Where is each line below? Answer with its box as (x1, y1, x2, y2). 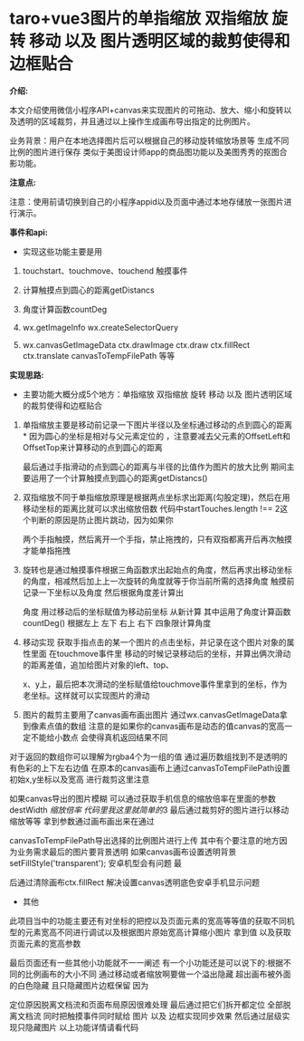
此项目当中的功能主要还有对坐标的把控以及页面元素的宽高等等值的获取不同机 (9, 915, 295, 926)
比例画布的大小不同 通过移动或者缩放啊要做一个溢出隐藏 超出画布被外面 (24, 969, 291, 979)
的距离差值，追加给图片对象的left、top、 (22, 659, 175, 670)
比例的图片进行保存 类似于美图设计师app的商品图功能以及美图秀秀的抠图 (9, 146, 280, 157)
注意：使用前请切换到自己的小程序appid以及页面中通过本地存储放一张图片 (9, 196, 284, 207)
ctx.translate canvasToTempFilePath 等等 (22, 350, 176, 361)
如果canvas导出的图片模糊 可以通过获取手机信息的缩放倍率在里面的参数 (9, 793, 277, 804)
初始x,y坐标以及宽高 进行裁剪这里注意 (9, 774, 150, 785)
